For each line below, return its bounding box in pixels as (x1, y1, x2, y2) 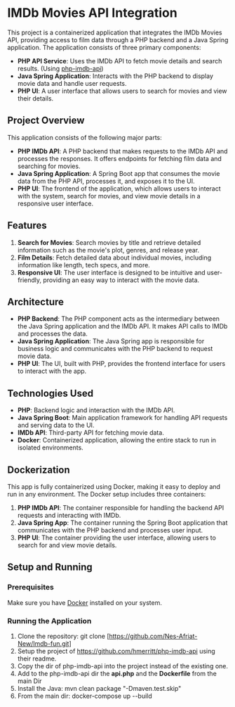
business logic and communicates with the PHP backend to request (17, 345, 213, 353)
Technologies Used (7, 387, 93, 399)
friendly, (17, 276, 42, 284)
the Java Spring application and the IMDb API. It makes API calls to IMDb (17, 322, 228, 331)
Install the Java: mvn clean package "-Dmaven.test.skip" (17, 684, 182, 692)
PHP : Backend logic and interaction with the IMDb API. (17, 406, 175, 414)
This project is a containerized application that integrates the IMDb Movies (7, 28, 222, 37)
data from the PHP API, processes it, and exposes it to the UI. (17, 177, 195, 185)
